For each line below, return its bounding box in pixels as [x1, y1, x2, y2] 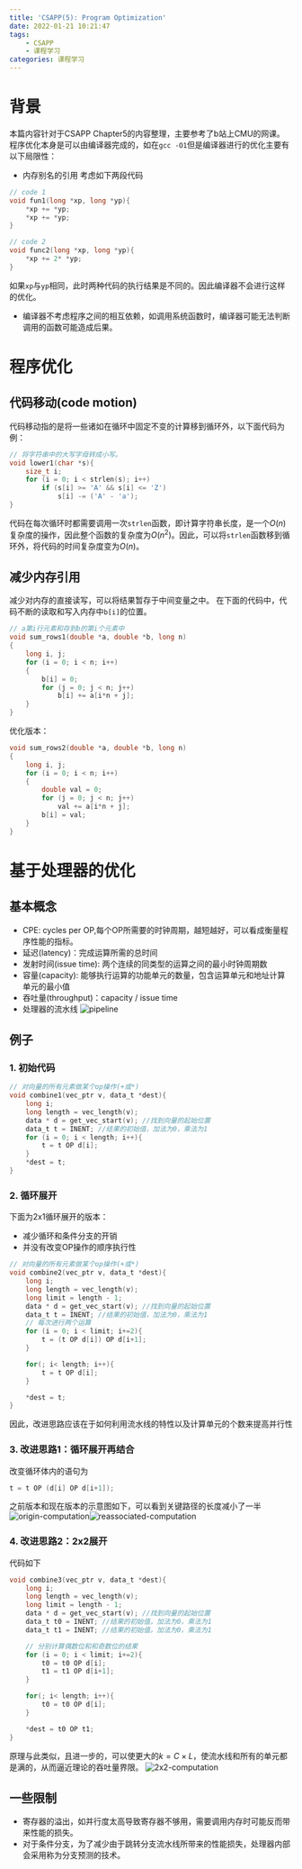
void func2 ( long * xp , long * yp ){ [9, 246, 135, 255]
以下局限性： [9, 150, 57, 161]
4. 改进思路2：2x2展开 [9, 1535, 108, 1547]
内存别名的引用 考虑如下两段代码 [22, 169, 144, 180]
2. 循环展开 [9, 1189, 58, 1202]
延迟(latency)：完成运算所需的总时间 [22, 947, 158, 957]
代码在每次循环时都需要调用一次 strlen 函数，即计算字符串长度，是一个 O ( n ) [9, 517, 287, 528]
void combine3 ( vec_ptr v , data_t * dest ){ [9, 1575, 167, 1584]
